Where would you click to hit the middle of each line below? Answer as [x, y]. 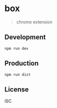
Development [25, 37]
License [17, 89]
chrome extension [34, 22]
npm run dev [16, 48]
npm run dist [18, 74]
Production [22, 63]
